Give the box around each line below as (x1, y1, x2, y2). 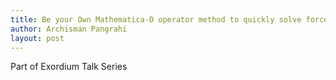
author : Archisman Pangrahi (10, 24, 128, 34)
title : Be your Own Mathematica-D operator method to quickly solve (10, 14, 302, 25)
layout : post (10, 33, 65, 43)
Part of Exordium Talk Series (10, 61, 128, 73)
